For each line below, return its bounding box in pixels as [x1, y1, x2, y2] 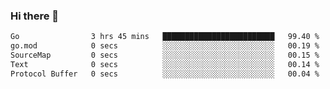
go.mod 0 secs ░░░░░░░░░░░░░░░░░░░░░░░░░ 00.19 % [10, 41, 320, 51]
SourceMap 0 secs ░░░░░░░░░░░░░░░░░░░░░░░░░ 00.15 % [10, 50, 320, 61]
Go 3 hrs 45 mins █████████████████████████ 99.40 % [10, 32, 320, 42]
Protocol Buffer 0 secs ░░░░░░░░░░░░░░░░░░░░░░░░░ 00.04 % [10, 69, 320, 79]
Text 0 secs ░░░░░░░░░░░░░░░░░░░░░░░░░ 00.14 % [10, 59, 320, 69]
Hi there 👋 [10, 9, 60, 23]
